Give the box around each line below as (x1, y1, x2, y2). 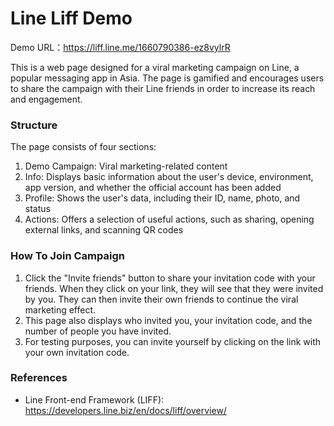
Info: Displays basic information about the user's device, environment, (24, 171, 314, 183)
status (24, 203, 51, 215)
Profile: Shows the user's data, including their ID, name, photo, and (24, 192, 301, 204)
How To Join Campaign (10, 249, 125, 263)
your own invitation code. (24, 346, 130, 358)
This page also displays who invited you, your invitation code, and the (24, 314, 313, 326)
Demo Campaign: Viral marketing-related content (24, 160, 228, 172)
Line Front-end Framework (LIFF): (24, 393, 165, 406)
